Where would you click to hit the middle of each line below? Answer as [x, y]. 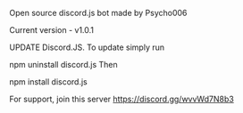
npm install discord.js [48, 82]
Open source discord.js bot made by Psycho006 [98, 13]
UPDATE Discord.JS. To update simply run [87, 47]
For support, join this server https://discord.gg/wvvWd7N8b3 [121, 99]
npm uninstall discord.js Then [63, 65]
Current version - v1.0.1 [52, 30]
